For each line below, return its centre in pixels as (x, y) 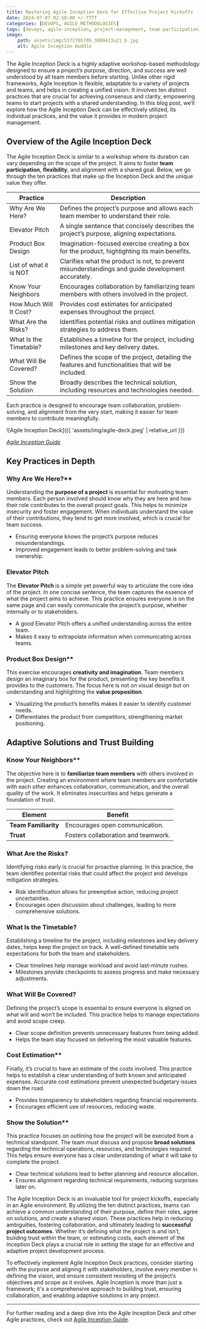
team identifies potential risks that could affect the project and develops (97, 873)
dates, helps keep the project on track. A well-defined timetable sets (93, 947)
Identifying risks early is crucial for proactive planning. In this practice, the (100, 867)
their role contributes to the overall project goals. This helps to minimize (97, 505)
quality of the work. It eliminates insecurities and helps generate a (90, 793)
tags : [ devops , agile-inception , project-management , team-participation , (104, 29)
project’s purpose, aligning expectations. (118, 233)
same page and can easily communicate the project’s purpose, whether (97, 605)
